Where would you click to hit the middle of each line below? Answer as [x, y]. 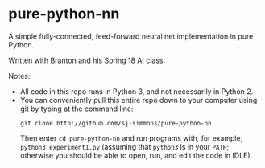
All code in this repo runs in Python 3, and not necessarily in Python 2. [137, 91]
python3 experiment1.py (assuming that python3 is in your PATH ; [124, 146]
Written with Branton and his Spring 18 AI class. [87, 60]
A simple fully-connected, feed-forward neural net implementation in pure [131, 36]
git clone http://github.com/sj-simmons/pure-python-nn [116, 123]
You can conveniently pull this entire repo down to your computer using [139, 100]
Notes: [19, 76]
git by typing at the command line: [77, 109]
